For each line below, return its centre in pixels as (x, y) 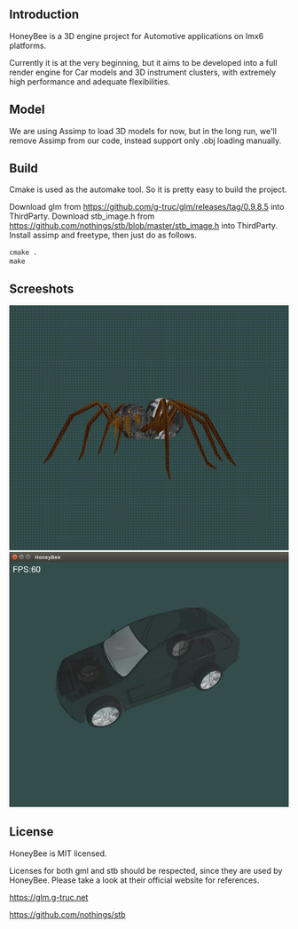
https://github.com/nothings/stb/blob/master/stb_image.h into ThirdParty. (143, 226)
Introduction (44, 15)
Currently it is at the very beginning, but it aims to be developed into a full (143, 62)
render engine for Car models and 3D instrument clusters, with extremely (143, 72)
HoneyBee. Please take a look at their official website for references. (134, 880)
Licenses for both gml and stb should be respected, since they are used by (146, 870)
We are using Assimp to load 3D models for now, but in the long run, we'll (143, 131)
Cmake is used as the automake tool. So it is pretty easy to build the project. (148, 189)
